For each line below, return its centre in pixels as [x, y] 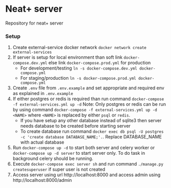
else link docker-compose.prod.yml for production [100, 63]
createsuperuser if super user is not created [59, 170]
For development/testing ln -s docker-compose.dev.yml [79, 68]
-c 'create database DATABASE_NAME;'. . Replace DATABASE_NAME [91, 137]
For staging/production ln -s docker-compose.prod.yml [78, 78]
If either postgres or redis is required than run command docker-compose [88, 99]
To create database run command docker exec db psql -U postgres [92, 131]
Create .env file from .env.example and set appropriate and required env [88, 88]
